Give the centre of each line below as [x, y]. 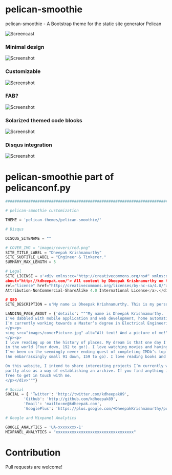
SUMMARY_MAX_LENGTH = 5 [31, 262]
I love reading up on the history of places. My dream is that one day [83, 343]
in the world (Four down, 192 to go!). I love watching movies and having [87, 347]
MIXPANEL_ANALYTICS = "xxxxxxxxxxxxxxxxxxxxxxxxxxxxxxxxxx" [71, 432]
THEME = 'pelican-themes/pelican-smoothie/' [53, 220]
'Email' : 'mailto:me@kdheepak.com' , [63, 404]
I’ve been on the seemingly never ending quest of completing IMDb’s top [86, 352]
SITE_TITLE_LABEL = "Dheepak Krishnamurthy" [53, 253]
